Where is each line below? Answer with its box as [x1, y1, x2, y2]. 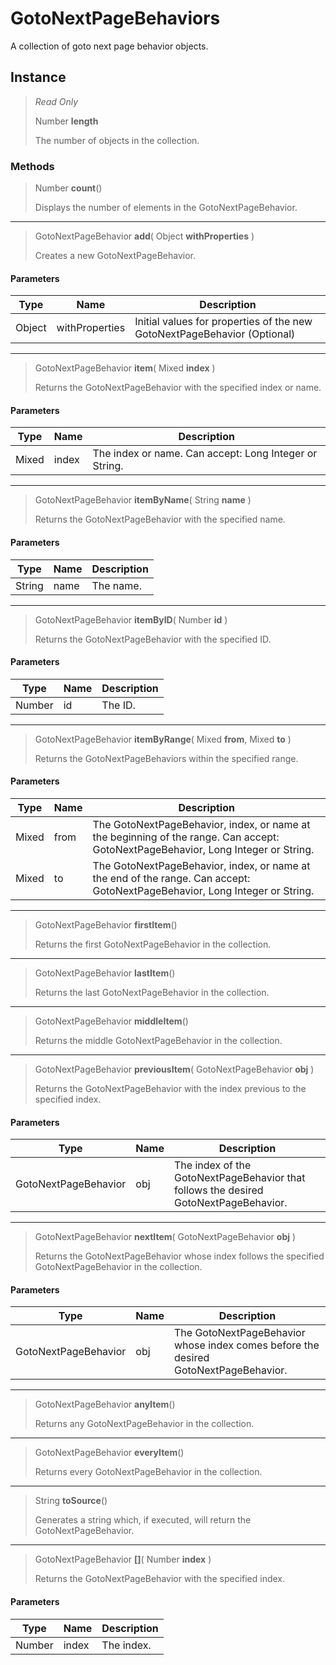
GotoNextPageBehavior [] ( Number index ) [34, 1553, 212, 1566]
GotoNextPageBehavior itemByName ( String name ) [34, 494, 252, 506]
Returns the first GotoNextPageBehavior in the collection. [34, 938, 272, 951]
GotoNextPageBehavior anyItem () [34, 1398, 176, 1411]
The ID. [101, 698, 136, 712]
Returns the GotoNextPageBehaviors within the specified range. [34, 752, 299, 764]
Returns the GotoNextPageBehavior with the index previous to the [34, 1083, 307, 1095]
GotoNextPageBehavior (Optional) [134, 327, 296, 341]
